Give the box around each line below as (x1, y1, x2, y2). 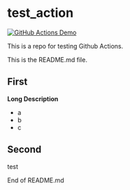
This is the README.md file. (7, 55, 87, 64)
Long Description (7, 94, 59, 103)
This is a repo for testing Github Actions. (7, 42, 124, 50)
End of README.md (7, 176, 64, 184)
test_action (7, 5, 74, 21)
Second (7, 144, 42, 156)
